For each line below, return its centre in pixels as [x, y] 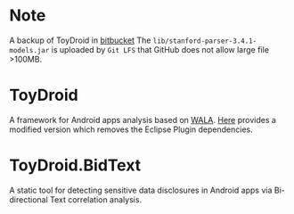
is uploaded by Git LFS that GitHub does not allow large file [160, 49]
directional [29, 199]
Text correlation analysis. [96, 199]
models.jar [29, 50]
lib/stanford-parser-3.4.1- [205, 41]
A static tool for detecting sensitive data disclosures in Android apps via [141, 190]
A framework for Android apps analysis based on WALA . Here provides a [143, 119]
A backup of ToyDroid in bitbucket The [80, 40]
